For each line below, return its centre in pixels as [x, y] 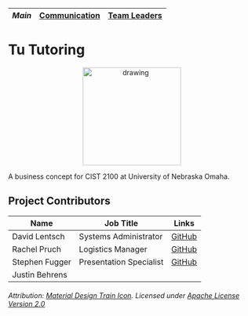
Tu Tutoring [47, 50]
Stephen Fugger [42, 262]
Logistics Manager [113, 249]
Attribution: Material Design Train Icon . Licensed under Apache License [124, 296]
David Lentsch [38, 236]
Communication [69, 15]
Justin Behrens [40, 274]
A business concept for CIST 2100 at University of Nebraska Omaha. [119, 176]
